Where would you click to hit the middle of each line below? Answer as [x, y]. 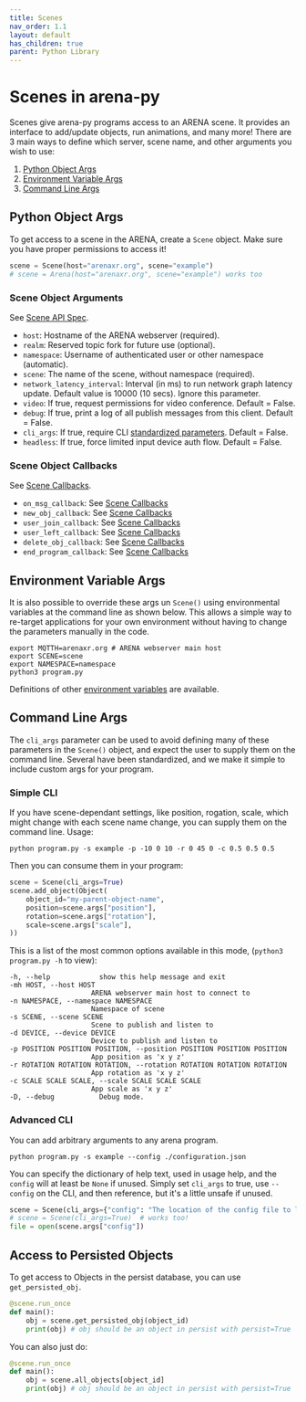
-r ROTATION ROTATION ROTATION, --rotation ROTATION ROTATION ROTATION [148, 1065]
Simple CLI [34, 793]
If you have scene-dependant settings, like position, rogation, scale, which [149, 813]
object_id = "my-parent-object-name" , [96, 899]
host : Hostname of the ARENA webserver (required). [121, 335]
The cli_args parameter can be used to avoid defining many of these [139, 740]
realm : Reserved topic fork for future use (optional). [119, 344]
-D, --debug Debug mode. [77, 1097]
